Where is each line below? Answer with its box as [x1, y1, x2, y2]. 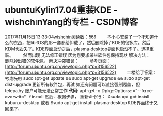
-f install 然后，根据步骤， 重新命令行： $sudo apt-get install [27, 94, 150, 99]
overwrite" [5, 94, 26, 99]
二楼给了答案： [127, 69, 157, 75]
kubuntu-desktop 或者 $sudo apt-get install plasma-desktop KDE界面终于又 [5, 99, 158, 105]
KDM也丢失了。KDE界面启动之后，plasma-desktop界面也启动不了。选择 [5, 46, 150, 52]
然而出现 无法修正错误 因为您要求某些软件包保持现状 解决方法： [23, 52, 151, 58]
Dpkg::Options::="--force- [101, 87, 154, 93]
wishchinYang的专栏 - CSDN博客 [5, 17, 138, 28]
